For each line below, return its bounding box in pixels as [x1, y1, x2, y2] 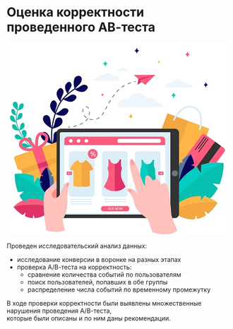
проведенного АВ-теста [6, 19, 156, 35]
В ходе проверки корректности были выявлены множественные [6, 299, 202, 307]
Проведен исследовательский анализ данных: [6, 241, 148, 250]
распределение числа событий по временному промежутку [27, 285, 211, 294]
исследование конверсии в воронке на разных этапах [16, 255, 181, 263]
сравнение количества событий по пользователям [27, 270, 181, 279]
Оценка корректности [6, 4, 145, 20]
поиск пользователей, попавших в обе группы [27, 277, 168, 286]
